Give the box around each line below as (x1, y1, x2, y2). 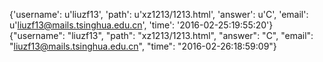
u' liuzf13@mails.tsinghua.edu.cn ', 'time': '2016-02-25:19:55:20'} (9, 19, 274, 31)
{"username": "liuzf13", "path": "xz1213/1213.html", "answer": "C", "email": (9, 30, 314, 41)
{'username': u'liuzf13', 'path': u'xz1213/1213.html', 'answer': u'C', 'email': (9, 9, 309, 20)
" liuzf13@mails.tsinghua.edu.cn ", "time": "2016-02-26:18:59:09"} (9, 40, 277, 52)
